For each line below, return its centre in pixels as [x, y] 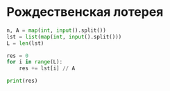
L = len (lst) [25, 43]
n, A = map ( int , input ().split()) [57, 30]
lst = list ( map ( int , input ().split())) [64, 37]
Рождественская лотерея [85, 12]
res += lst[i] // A [47, 69]
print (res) [22, 81]
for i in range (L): [35, 62]
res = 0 [18, 56]
